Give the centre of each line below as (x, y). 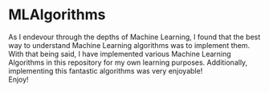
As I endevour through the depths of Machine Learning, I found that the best (134, 37)
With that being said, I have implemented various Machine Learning (120, 54)
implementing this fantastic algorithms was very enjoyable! (106, 70)
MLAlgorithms (57, 15)
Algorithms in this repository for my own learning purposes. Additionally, (128, 62)
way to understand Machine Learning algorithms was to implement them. (129, 45)
